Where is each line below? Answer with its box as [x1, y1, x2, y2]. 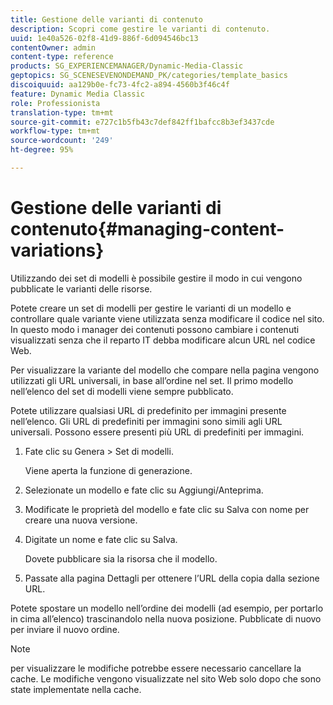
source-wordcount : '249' [10, 136, 114, 146]
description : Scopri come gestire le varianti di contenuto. [10, 24, 271, 34]
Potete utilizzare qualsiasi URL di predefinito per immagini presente [10, 404, 287, 416]
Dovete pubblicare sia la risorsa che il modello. [24, 552, 218, 565]
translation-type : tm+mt [10, 107, 114, 118]
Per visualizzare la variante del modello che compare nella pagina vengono [10, 364, 320, 376]
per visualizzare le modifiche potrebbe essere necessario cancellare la [10, 662, 302, 674]
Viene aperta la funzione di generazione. [24, 464, 193, 476]
